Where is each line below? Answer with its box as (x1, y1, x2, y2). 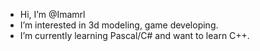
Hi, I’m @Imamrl (19, 9, 86, 20)
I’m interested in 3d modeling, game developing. (19, 19, 219, 31)
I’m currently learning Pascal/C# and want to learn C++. (19, 30, 250, 41)
